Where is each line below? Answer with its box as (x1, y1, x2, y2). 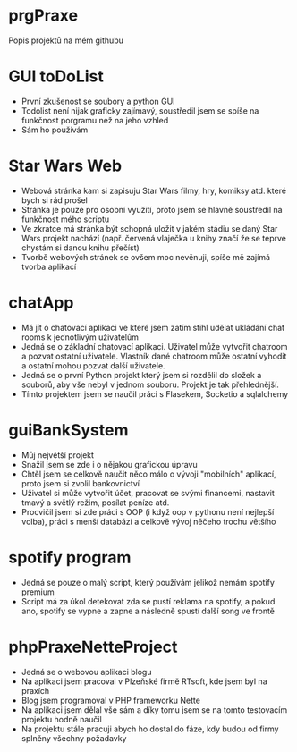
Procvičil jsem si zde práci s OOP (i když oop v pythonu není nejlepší (21, 506, 275, 517)
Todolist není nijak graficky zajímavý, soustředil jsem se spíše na (21, 105, 259, 116)
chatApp (8, 292, 74, 313)
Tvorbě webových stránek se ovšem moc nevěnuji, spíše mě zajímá (21, 251, 270, 262)
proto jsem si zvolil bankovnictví (21, 477, 140, 488)
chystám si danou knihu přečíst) (21, 242, 140, 253)
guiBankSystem (8, 419, 129, 440)
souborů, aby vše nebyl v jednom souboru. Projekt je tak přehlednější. (21, 379, 279, 390)
